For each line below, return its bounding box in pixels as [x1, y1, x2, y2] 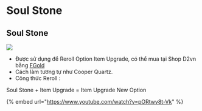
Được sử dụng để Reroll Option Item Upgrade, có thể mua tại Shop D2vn [15, 55, 197, 62]
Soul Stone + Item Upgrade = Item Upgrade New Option [6, 86, 147, 93]
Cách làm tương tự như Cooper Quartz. [15, 68, 113, 75]
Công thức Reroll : [15, 75, 61, 82]
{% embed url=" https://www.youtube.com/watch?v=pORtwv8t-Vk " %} [6, 98, 184, 105]
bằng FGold [15, 62, 45, 69]
